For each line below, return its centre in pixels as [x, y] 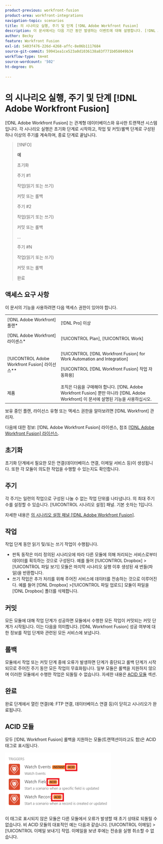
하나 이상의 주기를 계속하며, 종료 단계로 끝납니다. [51, 135]
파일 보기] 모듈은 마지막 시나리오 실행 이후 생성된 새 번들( [95, 567]
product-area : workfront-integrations [44, 15]
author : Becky [19, 36]
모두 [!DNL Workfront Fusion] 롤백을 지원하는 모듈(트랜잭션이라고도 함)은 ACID [81, 739]
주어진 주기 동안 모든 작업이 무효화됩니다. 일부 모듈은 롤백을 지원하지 [82, 668]
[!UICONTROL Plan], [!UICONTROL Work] [102, 338]
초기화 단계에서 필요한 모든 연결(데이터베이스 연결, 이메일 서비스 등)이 [71, 463]
